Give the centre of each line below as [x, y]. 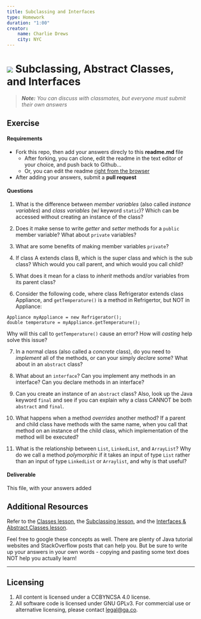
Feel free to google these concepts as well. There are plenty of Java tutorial [100, 539]
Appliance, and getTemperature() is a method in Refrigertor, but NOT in [103, 300]
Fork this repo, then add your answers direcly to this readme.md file [99, 152]
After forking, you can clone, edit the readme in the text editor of [103, 158]
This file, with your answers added [49, 488]
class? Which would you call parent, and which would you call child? [99, 264]
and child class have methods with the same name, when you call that [101, 424]
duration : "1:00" [28, 23]
